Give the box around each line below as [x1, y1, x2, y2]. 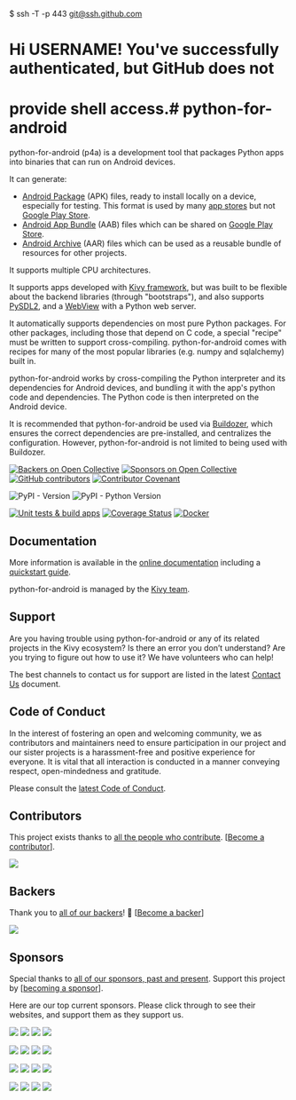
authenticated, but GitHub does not [9, 59, 275, 79]
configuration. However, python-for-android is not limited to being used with [9, 438, 288, 448]
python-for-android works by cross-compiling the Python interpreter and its [9, 373, 286, 384]
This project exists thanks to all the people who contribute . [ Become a [9, 832, 265, 843]
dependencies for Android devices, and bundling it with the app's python [9, 383, 276, 393]
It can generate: [9, 174, 67, 185]
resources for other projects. [21, 248, 128, 258]
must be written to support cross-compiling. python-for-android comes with [9, 337, 287, 348]
